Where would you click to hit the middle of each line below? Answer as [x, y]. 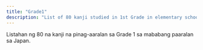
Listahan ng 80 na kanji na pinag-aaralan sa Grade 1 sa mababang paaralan [100, 34]
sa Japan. [18, 40]
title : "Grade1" [27, 12]
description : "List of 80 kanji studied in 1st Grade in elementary [94, 17]
